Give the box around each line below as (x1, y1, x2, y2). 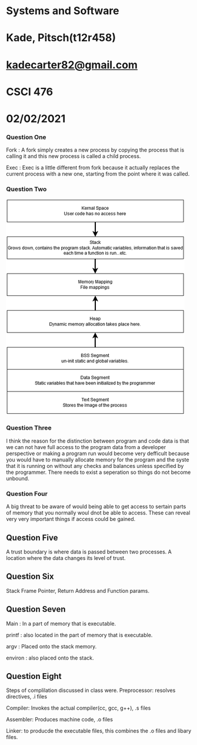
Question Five (6, 532, 58, 543)
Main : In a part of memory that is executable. (6, 620, 116, 627)
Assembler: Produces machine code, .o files (6, 716, 113, 723)
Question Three (6, 424, 52, 432)
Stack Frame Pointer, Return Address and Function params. (6, 587, 150, 594)
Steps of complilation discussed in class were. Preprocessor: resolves (6, 687, 176, 694)
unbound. (6, 474, 29, 482)
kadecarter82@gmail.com (6, 58, 138, 71)
